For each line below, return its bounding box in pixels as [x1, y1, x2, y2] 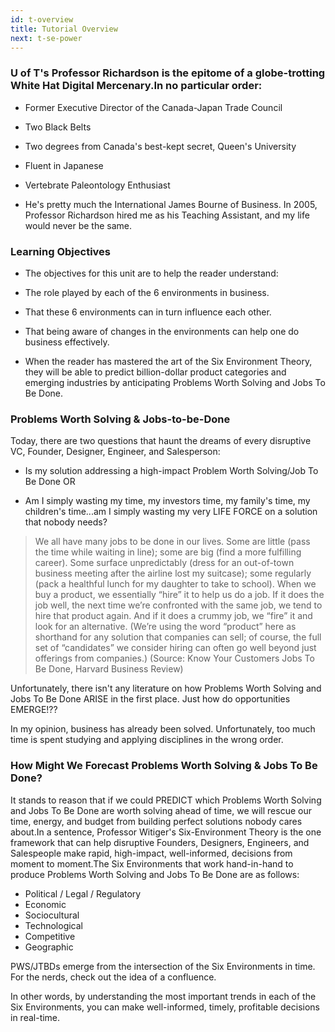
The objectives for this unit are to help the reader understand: [24, 267, 279, 279]
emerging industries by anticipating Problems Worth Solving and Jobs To [24, 376, 326, 388]
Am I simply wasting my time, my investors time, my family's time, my [24, 495, 311, 507]
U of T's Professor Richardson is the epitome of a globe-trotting [10, 66, 326, 80]
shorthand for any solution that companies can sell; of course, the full [34, 631, 322, 643]
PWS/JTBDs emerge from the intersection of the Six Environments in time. [10, 960, 316, 972]
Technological [24, 919, 83, 931]
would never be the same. [24, 219, 133, 231]
